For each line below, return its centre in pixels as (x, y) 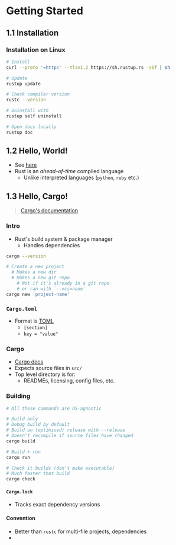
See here (26, 165)
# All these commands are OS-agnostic (54, 408)
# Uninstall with (27, 111)
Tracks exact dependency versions (57, 505)
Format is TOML (34, 321)
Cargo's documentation (49, 211)
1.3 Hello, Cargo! (37, 196)
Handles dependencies (52, 245)
